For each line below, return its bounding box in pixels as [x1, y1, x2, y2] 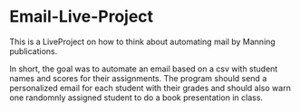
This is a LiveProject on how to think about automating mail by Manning [9, 36, 276, 47]
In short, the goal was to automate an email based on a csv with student [9, 63, 278, 74]
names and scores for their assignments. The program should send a [9, 72, 267, 83]
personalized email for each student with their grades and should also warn [9, 82, 292, 93]
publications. [9, 45, 58, 56]
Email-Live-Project [9, 6, 154, 27]
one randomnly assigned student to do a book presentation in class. [9, 92, 264, 103]
